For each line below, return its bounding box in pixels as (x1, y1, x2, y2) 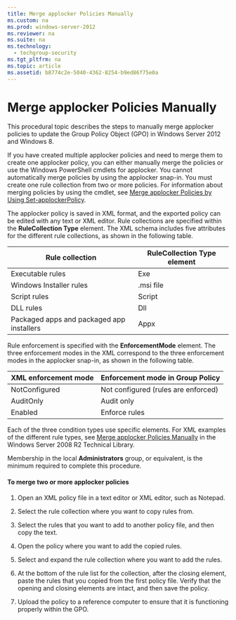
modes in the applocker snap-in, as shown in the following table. (7, 356, 195, 365)
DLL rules (11, 303, 43, 313)
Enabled (11, 408, 38, 418)
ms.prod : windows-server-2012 (7, 23, 96, 30)
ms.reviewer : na (7, 29, 55, 37)
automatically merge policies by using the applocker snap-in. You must (7, 173, 213, 182)
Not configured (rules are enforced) (100, 385, 219, 395)
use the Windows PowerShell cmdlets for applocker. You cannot (7, 166, 193, 174)
